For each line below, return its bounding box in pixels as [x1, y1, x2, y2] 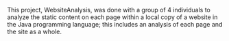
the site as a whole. [7, 27, 62, 36]
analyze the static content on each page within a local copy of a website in [7, 13, 218, 21]
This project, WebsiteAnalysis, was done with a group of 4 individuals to [7, 6, 211, 14]
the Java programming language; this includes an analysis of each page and [7, 20, 223, 28]
